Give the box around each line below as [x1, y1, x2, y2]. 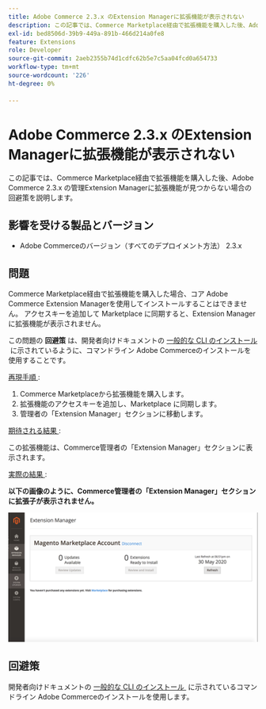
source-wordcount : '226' [8, 71, 90, 79]
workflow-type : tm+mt [8, 63, 80, 71]
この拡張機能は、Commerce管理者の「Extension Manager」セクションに [8, 443, 246, 452]
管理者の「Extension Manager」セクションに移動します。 [19, 409, 207, 419]
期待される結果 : [8, 426, 61, 435]
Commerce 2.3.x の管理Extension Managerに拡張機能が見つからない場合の [8, 183, 252, 193]
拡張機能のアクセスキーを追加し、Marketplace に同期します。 [19, 399, 222, 408]
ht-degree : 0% [8, 79, 55, 87]
